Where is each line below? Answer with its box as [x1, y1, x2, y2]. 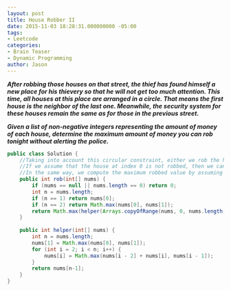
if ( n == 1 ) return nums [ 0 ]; [32, 195, 115, 202]
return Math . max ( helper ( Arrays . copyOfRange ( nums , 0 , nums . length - [32, 207, 226, 215]
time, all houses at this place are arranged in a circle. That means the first [7, 94, 223, 103]
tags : [7, 29, 23, 36]
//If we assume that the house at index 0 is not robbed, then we [19, 163, 214, 170]
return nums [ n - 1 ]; [32, 265, 85, 272]
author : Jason [7, 61, 48, 68]
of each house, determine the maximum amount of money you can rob [7, 130, 213, 138]
